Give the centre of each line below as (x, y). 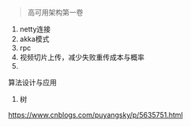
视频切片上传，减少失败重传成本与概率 (82, 57)
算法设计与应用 (32, 82)
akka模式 (34, 39)
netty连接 (35, 29)
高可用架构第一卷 (55, 12)
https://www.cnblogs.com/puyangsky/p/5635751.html (95, 115)
